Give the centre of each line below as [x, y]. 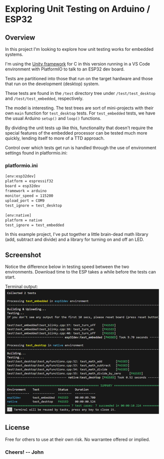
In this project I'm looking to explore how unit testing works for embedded [79, 49]
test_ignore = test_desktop [34, 206]
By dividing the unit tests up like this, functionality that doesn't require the [79, 128]
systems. [14, 54]
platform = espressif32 [29, 181]
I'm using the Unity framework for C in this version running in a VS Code [78, 64]
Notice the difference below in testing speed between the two [67, 267]
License [17, 427]
